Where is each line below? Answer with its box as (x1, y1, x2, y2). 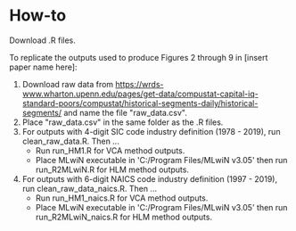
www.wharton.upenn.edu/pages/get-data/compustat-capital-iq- (21, 88, 259, 99)
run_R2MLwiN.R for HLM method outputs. (35, 164, 190, 175)
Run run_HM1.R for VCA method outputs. (35, 144, 185, 156)
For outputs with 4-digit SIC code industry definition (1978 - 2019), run (21, 126, 281, 136)
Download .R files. (9, 35, 76, 45)
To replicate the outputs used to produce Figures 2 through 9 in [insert (9, 52, 268, 62)
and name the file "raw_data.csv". (63, 107, 187, 118)
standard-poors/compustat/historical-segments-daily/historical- (21, 97, 259, 108)
